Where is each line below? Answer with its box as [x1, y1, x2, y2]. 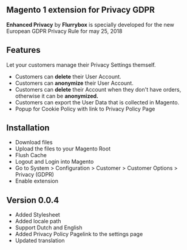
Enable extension [15, 177, 59, 184]
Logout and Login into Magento [15, 158, 94, 166]
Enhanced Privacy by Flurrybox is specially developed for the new [6, 21, 175, 28]
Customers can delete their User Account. [15, 73, 121, 80]
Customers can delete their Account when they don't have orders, [15, 86, 182, 93]
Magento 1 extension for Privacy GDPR [6, 5, 155, 15]
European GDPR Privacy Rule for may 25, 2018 [6, 27, 123, 35]
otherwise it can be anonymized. [15, 92, 99, 100]
